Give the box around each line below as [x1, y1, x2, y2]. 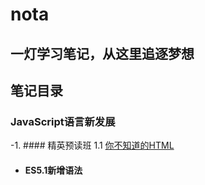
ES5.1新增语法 [24, 164, 83, 176]
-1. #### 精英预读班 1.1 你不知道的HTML [10, 139, 175, 152]
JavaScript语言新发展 [10, 114, 116, 128]
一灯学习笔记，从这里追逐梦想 [10, 45, 195, 62]
